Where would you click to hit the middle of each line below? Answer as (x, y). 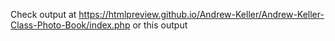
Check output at (43, 14)
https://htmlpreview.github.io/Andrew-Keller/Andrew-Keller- (201, 14)
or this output (160, 25)
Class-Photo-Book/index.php (70, 25)
